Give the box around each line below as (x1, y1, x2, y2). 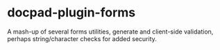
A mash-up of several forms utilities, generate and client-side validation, (7, 27, 214, 36)
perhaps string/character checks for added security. (7, 34, 158, 42)
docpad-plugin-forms (7, 5, 136, 21)
